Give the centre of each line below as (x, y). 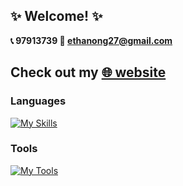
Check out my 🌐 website (88, 72)
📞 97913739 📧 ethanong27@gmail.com (91, 40)
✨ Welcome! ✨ (56, 16)
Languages (38, 101)
